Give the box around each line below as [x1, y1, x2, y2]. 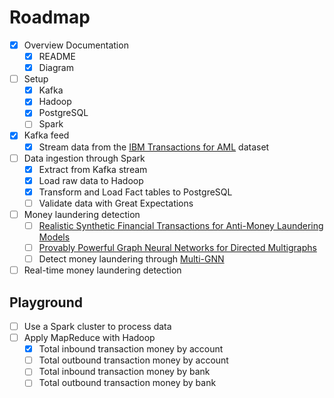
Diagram [38, 62, 74, 74]
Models [38, 231, 71, 243]
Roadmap [9, 6, 91, 29]
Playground [9, 294, 83, 311]
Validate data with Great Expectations [38, 197, 194, 209]
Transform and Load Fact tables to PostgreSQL [38, 186, 233, 198]
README [38, 51, 76, 62]
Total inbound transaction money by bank [38, 366, 211, 378]
